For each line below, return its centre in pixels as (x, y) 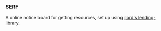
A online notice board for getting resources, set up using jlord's (71, 18)
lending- (147, 18)
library (12, 23)
